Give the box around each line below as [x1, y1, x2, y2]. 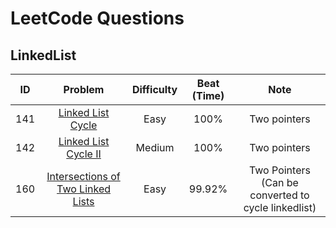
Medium [135, 141, 175, 154]
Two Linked [56, 182, 112, 196]
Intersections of [46, 170, 121, 183]
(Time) [191, 89, 225, 102]
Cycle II [66, 147, 102, 161]
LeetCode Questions [10, 7, 185, 30]
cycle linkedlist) [243, 201, 317, 214]
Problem [63, 83, 105, 96]
